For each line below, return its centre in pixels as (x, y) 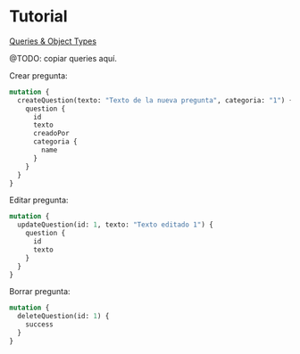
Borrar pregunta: (40, 292)
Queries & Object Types (53, 41)
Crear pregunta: (39, 75)
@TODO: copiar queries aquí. (63, 58)
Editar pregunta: (39, 200)
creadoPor (51, 134)
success (39, 325)
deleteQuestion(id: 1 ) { (63, 317)
